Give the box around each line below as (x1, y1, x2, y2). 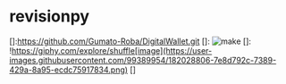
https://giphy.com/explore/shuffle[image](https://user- (12, 45, 213, 55)
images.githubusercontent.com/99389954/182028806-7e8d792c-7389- (9, 55, 277, 65)
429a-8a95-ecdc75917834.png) (9, 64, 128, 75)
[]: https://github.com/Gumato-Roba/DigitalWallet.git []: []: (9, 36, 252, 46)
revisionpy (9, 6, 90, 27)
